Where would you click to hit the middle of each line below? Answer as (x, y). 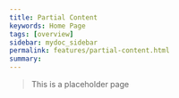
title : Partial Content (54, 17)
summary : (26, 59)
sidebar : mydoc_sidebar (54, 42)
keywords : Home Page (48, 26)
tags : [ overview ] (42, 34)
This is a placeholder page (80, 84)
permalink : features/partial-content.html (89, 51)
